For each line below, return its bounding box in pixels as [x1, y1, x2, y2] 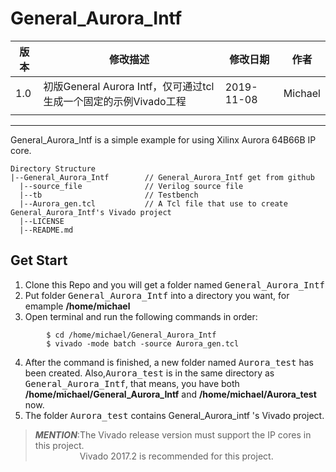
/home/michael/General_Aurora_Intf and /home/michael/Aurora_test [24, 388, 317, 400]
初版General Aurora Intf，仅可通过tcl [43, 79, 215, 93]
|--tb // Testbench [19, 190, 199, 200]
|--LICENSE [19, 216, 65, 226]
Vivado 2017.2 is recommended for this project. [79, 450, 274, 462]
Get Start [10, 252, 68, 269]
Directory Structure [10, 163, 97, 174]
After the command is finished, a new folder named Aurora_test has [24, 356, 314, 368]
